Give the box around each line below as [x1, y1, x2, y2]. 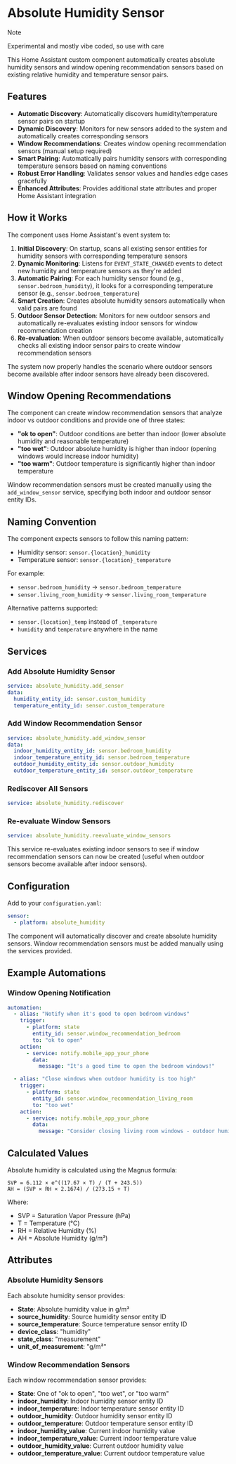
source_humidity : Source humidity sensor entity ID [17, 1312, 166, 1321]
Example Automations [7, 967, 107, 979]
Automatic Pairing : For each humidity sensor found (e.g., [17, 274, 184, 282]
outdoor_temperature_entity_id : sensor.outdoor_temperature [13, 767, 193, 774]
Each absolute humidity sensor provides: [7, 1291, 125, 1300]
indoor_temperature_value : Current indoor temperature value [17, 1434, 197, 1442]
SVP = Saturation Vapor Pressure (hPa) [17, 1211, 131, 1220]
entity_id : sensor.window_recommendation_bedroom [32, 1031, 181, 1038]
